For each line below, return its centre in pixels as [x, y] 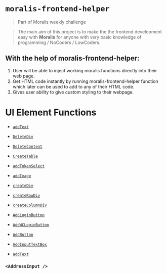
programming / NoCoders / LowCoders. [59, 42]
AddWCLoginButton [31, 225]
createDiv [23, 186]
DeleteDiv [23, 136]
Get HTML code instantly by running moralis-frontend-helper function [85, 81]
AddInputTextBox [30, 244]
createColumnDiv [30, 205]
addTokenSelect [29, 166]
